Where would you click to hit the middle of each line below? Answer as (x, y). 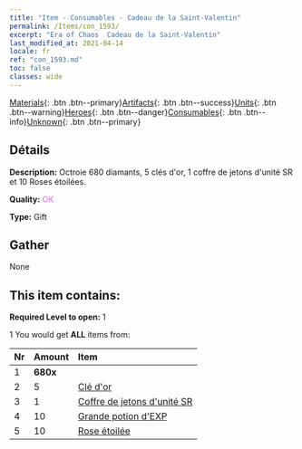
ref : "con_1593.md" (46, 60)
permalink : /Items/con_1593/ (64, 26)
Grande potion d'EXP (122, 416)
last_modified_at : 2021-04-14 (67, 43)
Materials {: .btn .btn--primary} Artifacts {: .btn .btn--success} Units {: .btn (143, 102)
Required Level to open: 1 (58, 317)
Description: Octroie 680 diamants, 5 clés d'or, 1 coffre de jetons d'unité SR (151, 172)
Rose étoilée (104, 431)
